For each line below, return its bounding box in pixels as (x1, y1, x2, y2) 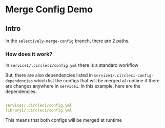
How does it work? (5, 50, 53, 58)
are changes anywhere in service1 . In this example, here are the (5, 83, 141, 89)
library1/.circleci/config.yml (5, 108, 72, 113)
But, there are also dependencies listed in (5, 72, 93, 78)
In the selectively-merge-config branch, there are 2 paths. (5, 38, 130, 44)
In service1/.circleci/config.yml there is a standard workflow (5, 62, 139, 68)
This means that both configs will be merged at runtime (5, 117, 122, 123)
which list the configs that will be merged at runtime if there (34, 78, 160, 84)
